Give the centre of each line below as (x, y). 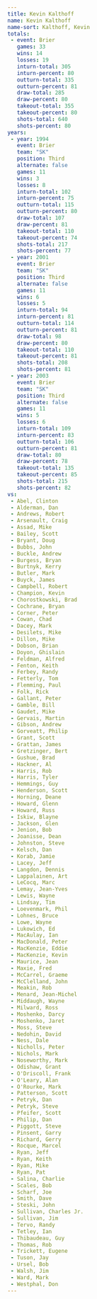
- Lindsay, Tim (33, 903)
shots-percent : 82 (44, 488)
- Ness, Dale (30, 1041)
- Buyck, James (33, 580)
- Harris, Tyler (34, 777)
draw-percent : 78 (42, 462)
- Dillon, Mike (33, 639)
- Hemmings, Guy (34, 784)
